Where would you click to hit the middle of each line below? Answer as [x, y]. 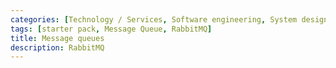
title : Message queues [57, 38]
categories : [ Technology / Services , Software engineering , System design [169, 19]
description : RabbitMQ [57, 47]
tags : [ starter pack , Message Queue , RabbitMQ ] [111, 29]
